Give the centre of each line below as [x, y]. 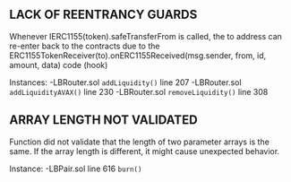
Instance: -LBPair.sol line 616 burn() [76, 169]
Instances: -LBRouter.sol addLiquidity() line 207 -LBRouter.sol [125, 82]
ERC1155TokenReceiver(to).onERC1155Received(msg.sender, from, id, [138, 55]
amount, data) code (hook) [59, 65]
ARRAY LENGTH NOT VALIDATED [104, 120]
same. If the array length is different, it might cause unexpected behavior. [145, 151]
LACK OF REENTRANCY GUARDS [103, 15]
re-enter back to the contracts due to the [85, 46]
